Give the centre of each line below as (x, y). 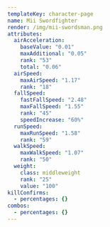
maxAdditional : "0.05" (54, 54)
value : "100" (39, 186)
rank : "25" (36, 179)
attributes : (25, 34)
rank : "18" (36, 87)
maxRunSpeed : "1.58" (50, 133)
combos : (19, 206)
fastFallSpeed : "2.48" (54, 100)
